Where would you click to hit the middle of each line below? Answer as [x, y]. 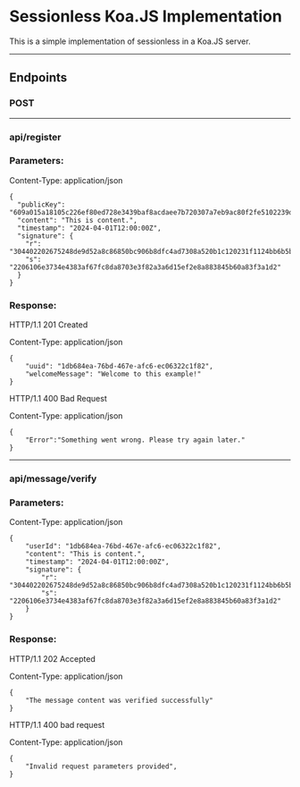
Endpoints [38, 78]
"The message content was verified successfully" [120, 700]
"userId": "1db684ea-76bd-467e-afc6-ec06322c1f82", [123, 546]
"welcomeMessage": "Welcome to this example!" [113, 374]
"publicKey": [42, 204]
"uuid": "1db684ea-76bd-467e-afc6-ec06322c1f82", [120, 367]
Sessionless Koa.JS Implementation [146, 17]
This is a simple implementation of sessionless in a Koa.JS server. [130, 41]
